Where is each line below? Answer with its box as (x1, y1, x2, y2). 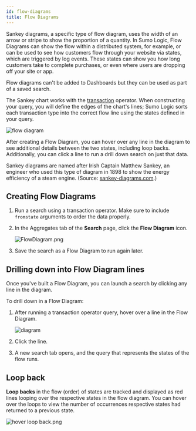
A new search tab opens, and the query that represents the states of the (14, 349, 190, 356)
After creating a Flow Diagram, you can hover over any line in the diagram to (6, 138, 191, 145)
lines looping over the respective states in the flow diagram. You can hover (6, 394, 187, 401)
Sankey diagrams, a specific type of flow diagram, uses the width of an (6, 30, 178, 37)
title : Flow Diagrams (6, 14, 59, 20)
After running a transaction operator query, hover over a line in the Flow (14, 309, 188, 316)
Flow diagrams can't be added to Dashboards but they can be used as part (6, 79, 187, 86)
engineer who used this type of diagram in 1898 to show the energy (6, 168, 170, 175)
